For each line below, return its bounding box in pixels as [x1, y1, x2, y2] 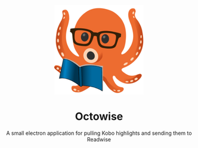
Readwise [87, 135, 111, 143]
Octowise [75, 110, 123, 124]
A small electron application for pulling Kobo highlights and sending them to [6, 129, 192, 137]
